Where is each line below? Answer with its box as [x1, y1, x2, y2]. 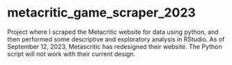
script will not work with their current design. [7, 50, 136, 58]
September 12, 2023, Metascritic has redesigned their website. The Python [7, 42, 222, 50]
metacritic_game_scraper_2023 [7, 5, 196, 21]
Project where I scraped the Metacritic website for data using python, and [7, 28, 219, 36]
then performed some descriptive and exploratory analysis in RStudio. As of [7, 35, 225, 43]
